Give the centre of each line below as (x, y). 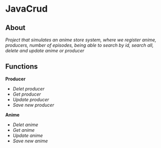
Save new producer (33, 105)
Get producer (27, 94)
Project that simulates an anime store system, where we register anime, (81, 40)
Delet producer (29, 88)
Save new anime (30, 141)
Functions (22, 67)
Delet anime (25, 125)
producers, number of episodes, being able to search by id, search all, (79, 45)
